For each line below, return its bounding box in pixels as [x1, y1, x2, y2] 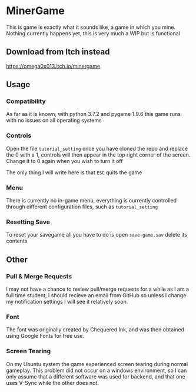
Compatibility [6, 97, 46, 105]
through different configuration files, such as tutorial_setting [6, 203, 158, 210]
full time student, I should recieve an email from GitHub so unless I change [6, 292, 187, 299]
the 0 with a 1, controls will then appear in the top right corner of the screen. [6, 151, 191, 158]
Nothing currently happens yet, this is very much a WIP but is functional [6, 29, 181, 36]
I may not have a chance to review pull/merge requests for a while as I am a [6, 285, 190, 293]
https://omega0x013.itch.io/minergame [6, 62, 101, 69]
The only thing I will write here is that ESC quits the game [6, 169, 142, 176]
